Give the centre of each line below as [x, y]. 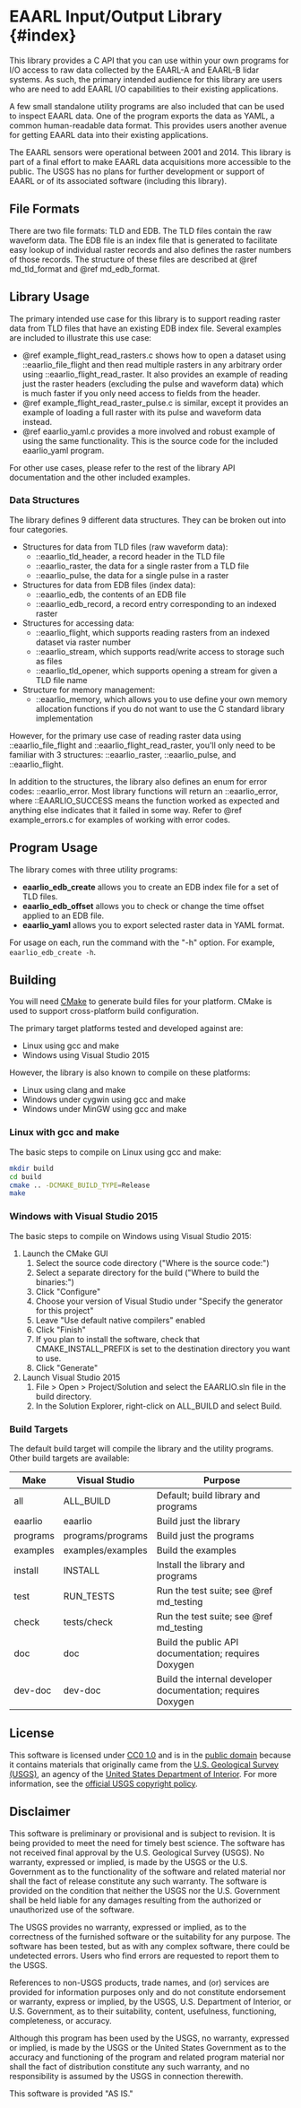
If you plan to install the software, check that [117, 1339]
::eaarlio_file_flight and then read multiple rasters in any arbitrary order [152, 364]
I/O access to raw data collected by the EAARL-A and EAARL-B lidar [134, 70]
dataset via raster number [83, 642]
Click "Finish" [61, 1330]
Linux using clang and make [74, 1090]
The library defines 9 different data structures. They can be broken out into [148, 520]
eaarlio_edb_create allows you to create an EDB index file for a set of [150, 887]
